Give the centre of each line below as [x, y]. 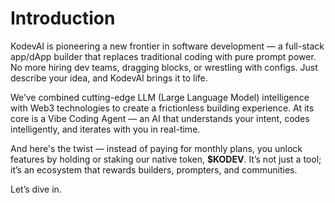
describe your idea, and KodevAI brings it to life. [109, 78]
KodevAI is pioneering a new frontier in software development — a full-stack [167, 46]
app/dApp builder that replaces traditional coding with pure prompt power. [163, 56]
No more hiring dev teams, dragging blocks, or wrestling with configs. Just [164, 67]
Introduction [63, 18]
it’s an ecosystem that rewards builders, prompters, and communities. [154, 169]
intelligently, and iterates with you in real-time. [105, 129]
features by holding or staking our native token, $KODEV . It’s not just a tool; [166, 159]
